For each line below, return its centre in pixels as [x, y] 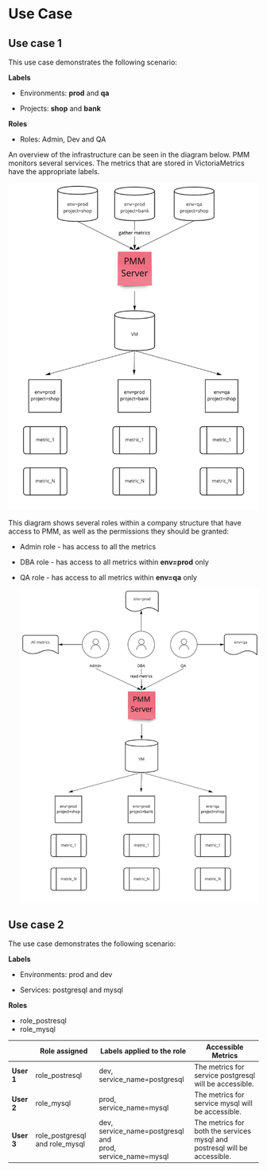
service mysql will [223, 1103]
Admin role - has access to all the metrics [88, 547]
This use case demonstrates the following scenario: [93, 62]
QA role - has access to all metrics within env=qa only [108, 578]
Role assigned [64, 1051]
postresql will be [221, 1148]
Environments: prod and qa [64, 93]
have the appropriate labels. [54, 171]
